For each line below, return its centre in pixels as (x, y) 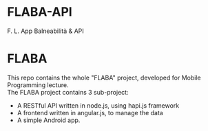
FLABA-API (40, 12)
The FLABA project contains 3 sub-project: (68, 92)
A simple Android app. (49, 120)
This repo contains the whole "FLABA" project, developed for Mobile (104, 78)
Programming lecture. (38, 85)
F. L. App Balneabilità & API (45, 31)
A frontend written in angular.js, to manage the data (90, 112)
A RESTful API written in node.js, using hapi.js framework (98, 105)
